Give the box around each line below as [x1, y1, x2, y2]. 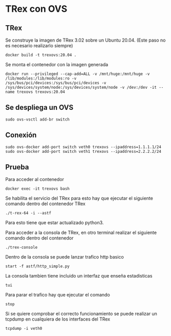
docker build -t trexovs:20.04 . [5, 52, 77, 57]
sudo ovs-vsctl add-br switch [5, 116, 70, 122]
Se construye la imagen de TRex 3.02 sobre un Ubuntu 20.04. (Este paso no [5, 37, 166, 43]
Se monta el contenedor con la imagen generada [5, 62, 109, 67]
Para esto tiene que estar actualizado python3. [5, 220, 104, 226]
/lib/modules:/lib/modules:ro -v [5, 76, 77, 81]
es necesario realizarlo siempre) [5, 43, 73, 49]
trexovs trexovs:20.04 [16, 89, 66, 94]
